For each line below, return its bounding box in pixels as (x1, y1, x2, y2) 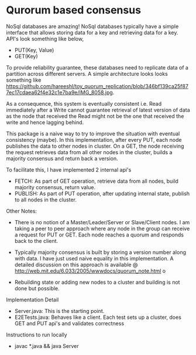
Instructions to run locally (6, 331, 67, 338)
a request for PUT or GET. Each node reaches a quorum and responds (14, 231, 184, 238)
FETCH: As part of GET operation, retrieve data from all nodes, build (14, 178, 178, 185)
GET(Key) (14, 53, 38, 60)
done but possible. (14, 284, 60, 292)
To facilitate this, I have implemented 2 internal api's (6, 166, 132, 173)
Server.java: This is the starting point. (14, 307, 105, 314)
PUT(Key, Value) (14, 46, 54, 53)
